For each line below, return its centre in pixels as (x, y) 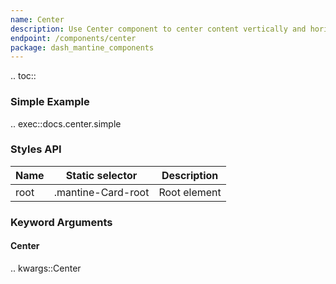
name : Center (37, 19)
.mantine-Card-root (101, 192)
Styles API (36, 149)
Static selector (101, 175)
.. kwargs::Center (46, 268)
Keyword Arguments (61, 222)
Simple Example (50, 102)
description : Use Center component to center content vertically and (158, 29)
